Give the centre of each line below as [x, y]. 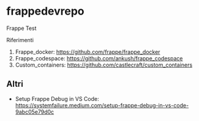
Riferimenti [20, 40]
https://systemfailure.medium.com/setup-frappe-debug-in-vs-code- [102, 105]
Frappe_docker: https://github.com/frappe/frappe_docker [88, 52]
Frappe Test [21, 28]
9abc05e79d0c [35, 112]
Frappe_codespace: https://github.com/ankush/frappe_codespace [99, 58]
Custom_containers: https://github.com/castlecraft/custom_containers [104, 65]
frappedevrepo [45, 11]
